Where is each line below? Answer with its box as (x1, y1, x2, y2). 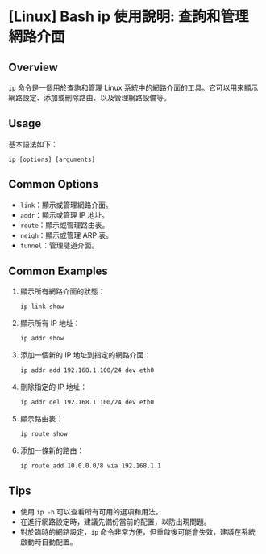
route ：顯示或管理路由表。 (19, 220, 110, 230)
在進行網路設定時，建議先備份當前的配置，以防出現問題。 (19, 517, 211, 527)
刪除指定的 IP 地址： (19, 382, 88, 392)
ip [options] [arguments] (8, 155, 95, 163)
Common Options (8, 177, 99, 191)
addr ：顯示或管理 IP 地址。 (19, 209, 110, 219)
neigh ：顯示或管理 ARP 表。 (19, 230, 114, 239)
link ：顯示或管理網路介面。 (19, 200, 113, 209)
